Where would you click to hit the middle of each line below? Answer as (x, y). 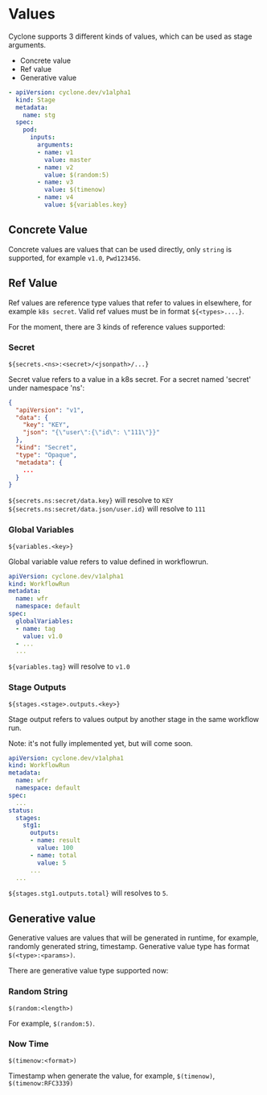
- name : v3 (55, 182)
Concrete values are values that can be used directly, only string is (120, 249)
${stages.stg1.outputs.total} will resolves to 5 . (88, 893)
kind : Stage (36, 100)
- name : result (55, 840)
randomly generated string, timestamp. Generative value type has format (129, 947)
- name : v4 (55, 197)
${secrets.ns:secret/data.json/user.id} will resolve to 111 (107, 509)
